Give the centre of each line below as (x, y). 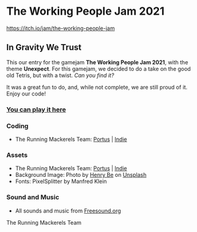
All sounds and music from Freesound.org (68, 211)
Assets (17, 155)
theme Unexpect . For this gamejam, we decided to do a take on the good (98, 69)
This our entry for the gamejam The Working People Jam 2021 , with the (97, 62)
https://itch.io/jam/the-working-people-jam (61, 28)
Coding (17, 125)
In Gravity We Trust (44, 47)
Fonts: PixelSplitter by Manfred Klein (61, 181)
